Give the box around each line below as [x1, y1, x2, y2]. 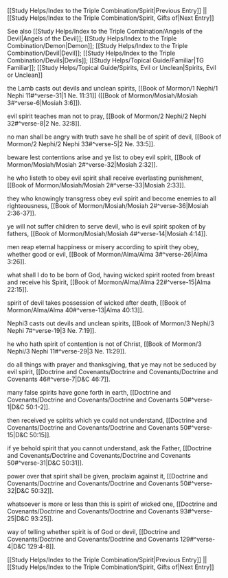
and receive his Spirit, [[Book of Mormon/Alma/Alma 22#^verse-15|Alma [7, 278, 212, 286]
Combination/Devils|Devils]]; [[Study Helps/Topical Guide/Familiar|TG [7, 56, 205, 65]
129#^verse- [179, 535, 216, 543]
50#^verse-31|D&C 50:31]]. [7, 459, 84, 467]
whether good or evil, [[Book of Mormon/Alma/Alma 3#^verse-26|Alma [7, 251, 208, 258]
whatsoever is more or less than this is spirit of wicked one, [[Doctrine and [7, 500, 218, 508]
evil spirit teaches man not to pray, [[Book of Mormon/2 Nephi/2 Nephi [7, 112, 207, 120]
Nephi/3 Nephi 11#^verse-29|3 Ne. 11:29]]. [7, 347, 126, 355]
